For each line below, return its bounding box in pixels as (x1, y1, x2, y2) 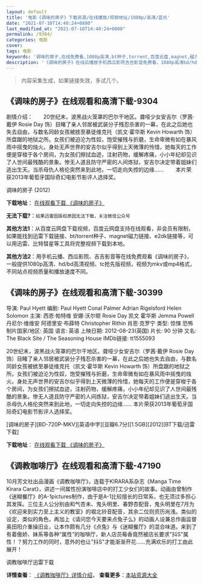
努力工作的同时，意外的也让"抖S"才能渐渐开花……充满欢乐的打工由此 (22, 538, 193, 545)
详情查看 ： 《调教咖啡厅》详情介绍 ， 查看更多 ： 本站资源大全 (6, 571, 158, 579)
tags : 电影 (6, 48, 32, 54)
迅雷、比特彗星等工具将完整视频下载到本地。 (16, 240, 128, 248)
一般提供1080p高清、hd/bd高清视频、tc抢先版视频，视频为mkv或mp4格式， (6, 260, 195, 268)
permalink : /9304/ (6, 31, 53, 37)
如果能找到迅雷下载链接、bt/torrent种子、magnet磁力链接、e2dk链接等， (6, 233, 188, 240)
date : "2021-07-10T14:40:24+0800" (6, 20, 94, 26)
